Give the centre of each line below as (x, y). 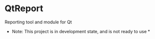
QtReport (24, 9)
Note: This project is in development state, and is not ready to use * (81, 31)
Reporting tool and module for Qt (39, 22)
